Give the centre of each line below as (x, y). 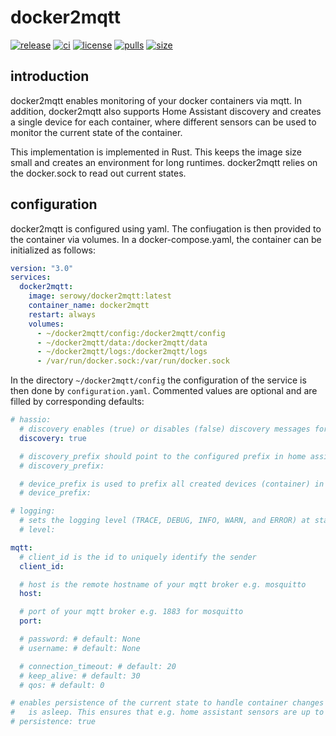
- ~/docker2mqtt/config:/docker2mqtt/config (131, 333)
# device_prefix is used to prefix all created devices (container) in (172, 484)
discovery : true (53, 438)
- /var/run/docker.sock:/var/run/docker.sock (133, 361)
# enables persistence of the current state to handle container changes (167, 703)
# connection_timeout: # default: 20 (98, 666)
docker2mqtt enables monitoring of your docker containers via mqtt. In (156, 100)
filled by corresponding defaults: (77, 402)
